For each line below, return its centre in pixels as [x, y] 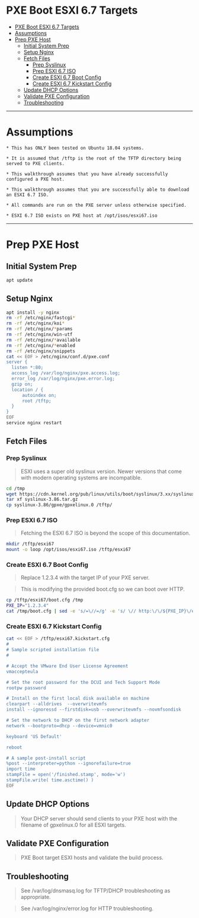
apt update [20, 280]
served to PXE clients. [36, 163]
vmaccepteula [22, 671]
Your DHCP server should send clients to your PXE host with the [99, 818]
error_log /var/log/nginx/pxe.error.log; [63, 379]
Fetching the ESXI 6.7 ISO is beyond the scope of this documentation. [105, 533]
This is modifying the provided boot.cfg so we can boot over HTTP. [103, 589]
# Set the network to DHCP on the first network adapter [78, 720]
